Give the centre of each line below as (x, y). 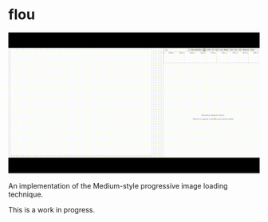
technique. (26, 195)
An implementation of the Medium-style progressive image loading (118, 186)
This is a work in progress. (52, 210)
